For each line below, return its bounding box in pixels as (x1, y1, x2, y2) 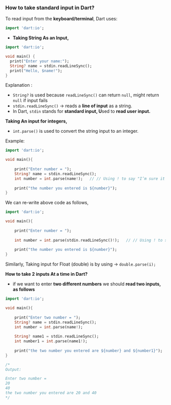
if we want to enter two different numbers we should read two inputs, (12, 281, 161, 287)
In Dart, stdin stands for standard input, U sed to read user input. (12, 108, 151, 114)
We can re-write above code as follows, (5, 200, 89, 206)
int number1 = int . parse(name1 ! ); (14, 339, 88, 344)
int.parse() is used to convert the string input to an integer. (12, 128, 139, 134)
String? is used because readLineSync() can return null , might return (12, 92, 159, 98)
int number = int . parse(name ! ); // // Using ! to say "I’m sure (14, 176, 158, 181)
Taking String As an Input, (12, 35, 69, 41)
